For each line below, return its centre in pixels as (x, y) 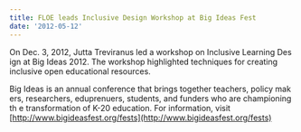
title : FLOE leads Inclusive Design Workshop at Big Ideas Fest (133, 18)
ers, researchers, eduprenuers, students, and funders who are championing (150, 98)
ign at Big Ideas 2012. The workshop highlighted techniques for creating (144, 61)
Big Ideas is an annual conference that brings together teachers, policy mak (150, 89)
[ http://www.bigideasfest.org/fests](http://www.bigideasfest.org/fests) (141, 118)
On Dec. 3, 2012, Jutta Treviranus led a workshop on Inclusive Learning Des (150, 52)
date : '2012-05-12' (46, 26)
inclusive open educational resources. (80, 71)
